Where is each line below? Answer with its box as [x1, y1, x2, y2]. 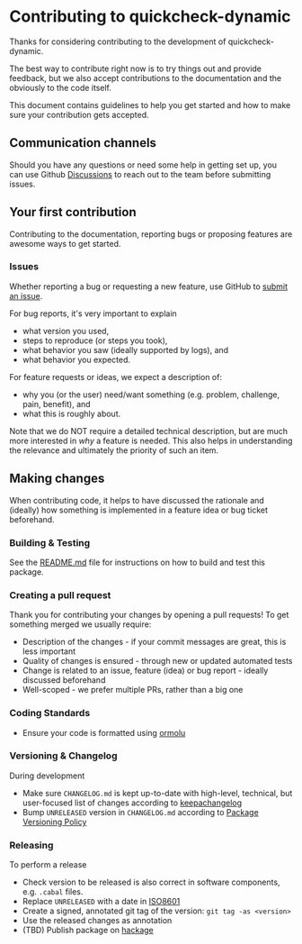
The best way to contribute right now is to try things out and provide [9, 63, 262, 74]
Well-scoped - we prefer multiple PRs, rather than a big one [22, 685, 244, 695]
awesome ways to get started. [9, 238, 121, 249]
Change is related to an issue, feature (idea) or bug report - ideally [22, 665, 269, 676]
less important [22, 646, 76, 657]
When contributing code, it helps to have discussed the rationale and [9, 495, 265, 505]
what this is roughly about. [22, 408, 121, 419]
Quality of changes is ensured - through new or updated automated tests [22, 656, 293, 667]
